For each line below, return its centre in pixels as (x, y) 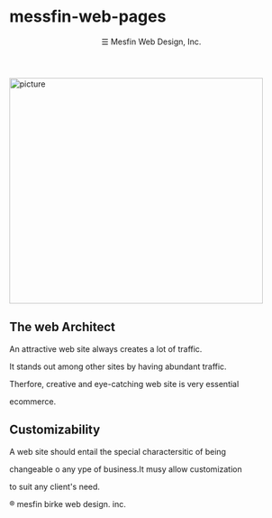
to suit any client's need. (55, 486)
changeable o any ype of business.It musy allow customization (126, 469)
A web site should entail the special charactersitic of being (118, 451)
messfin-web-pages (88, 17)
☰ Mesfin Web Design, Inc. (151, 42)
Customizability (55, 430)
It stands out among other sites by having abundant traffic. (118, 366)
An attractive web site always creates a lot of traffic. (106, 348)
